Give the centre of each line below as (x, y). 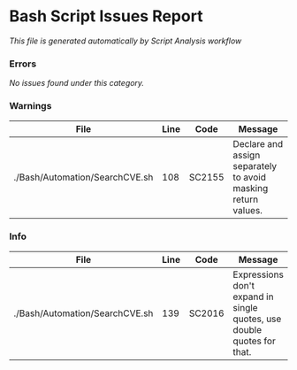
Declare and (258, 143)
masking (251, 188)
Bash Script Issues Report (106, 16)
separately (255, 166)
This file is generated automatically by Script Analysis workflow (126, 41)
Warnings (30, 106)
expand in (253, 297)
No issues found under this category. (76, 83)
